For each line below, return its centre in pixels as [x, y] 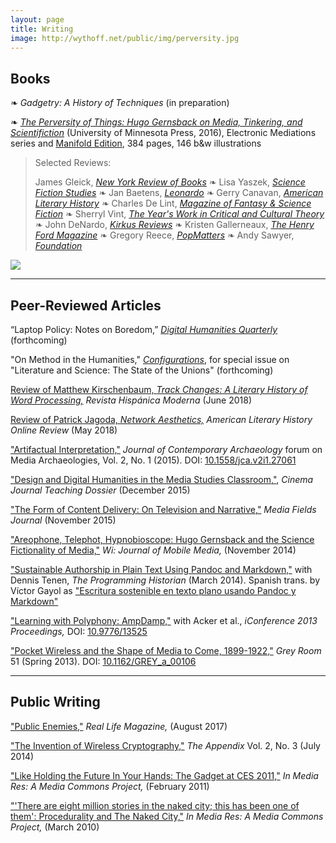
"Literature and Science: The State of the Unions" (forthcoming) [142, 370]
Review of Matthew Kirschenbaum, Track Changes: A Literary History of [159, 389]
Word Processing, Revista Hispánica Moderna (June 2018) [131, 400]
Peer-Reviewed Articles [86, 305]
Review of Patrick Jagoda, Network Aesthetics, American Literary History [161, 419]
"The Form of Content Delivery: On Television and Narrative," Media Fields [163, 509]
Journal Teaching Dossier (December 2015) [100, 490]
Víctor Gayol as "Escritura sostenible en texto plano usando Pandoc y [153, 590]
